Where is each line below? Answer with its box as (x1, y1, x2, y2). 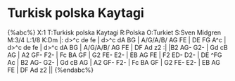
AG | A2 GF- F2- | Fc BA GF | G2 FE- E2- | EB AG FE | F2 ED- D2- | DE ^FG (7, 51, 222, 59)
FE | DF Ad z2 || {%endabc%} (7, 66, 94, 74)
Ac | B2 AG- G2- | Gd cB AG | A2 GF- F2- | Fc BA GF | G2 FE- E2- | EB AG (7, 58, 220, 66)
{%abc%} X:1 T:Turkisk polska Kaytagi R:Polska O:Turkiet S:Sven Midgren (7, 28, 222, 37)
